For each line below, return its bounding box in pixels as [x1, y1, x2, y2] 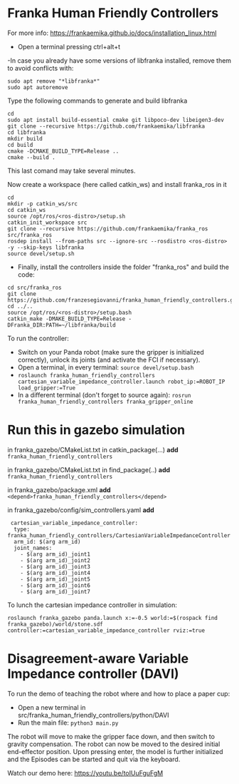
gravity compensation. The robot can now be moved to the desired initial [7, 740, 221, 748]
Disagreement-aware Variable [7, 651, 189, 667]
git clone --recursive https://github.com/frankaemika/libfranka [7, 123, 205, 130]
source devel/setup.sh [7, 250, 75, 258]
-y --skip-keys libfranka [7, 244, 84, 251]
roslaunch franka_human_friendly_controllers [17, 372, 155, 379]
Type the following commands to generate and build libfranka [7, 96, 188, 105]
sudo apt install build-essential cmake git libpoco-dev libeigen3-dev [7, 116, 224, 123]
